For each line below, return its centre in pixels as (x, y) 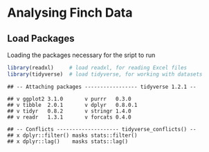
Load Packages (41, 39)
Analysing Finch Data (70, 13)
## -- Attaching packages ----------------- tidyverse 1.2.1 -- (102, 87)
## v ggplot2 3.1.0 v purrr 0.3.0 (69, 99)
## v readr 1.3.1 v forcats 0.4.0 (69, 117)
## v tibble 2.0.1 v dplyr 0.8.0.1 (72, 105)
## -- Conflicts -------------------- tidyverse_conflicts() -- (102, 129)
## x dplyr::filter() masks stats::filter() (72, 135)
